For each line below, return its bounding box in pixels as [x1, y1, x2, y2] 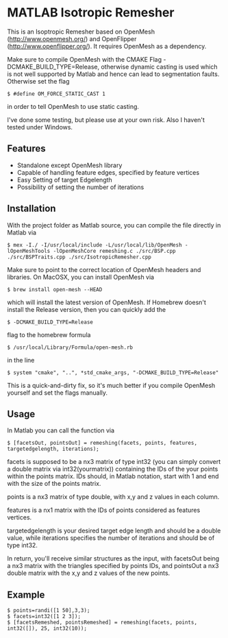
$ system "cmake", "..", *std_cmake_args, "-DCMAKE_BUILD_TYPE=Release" [7, 369, 219, 376]
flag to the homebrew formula [7, 330, 91, 339]
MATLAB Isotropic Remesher [7, 5, 175, 21]
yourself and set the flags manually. [7, 389, 108, 397]
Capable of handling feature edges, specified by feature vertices [16, 168, 200, 176]
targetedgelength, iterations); [7, 445, 99, 453]
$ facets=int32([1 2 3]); [7, 613, 81, 620]
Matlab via [7, 228, 36, 236]
